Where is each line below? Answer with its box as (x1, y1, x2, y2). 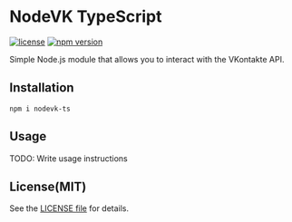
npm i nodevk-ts (9, 104, 71, 113)
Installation (9, 80, 74, 96)
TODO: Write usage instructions (9, 152, 129, 164)
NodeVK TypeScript (9, 6, 162, 27)
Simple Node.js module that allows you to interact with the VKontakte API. (9, 53, 285, 64)
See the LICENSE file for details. (9, 203, 130, 214)
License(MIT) (9, 179, 87, 194)
